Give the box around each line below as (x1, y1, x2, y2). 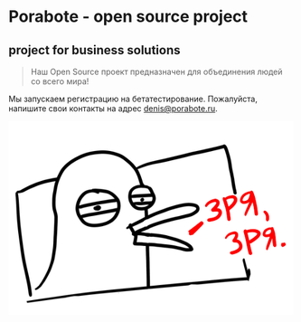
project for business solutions (8, 43, 182, 58)
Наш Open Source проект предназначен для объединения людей (30, 66, 283, 77)
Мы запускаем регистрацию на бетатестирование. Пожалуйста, (8, 93, 259, 104)
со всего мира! (30, 76, 89, 87)
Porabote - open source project (8, 6, 249, 27)
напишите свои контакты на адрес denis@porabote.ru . (8, 103, 218, 114)
